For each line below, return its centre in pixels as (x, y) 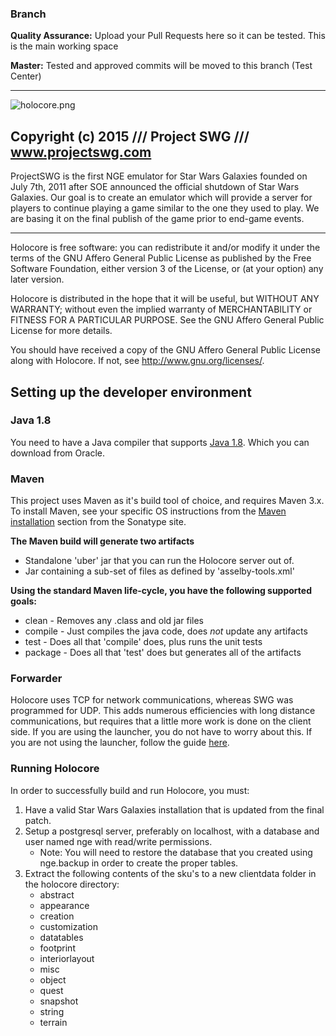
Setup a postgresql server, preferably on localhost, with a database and (172, 831)
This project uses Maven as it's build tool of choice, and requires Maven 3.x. (167, 501)
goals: (24, 601)
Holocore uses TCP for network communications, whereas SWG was (152, 700)
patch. (38, 820)
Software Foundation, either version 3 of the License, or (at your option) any (167, 269)
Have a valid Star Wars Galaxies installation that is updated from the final (174, 809)
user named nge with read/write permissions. (118, 841)
